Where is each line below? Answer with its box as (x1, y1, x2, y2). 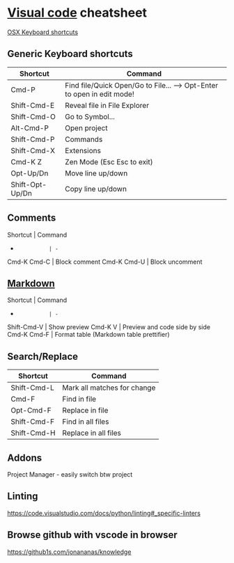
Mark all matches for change (62, 383, 156, 392)
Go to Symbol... (65, 111, 115, 121)
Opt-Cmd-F (10, 406, 52, 415)
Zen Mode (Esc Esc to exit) (65, 157, 153, 166)
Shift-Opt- (10, 180, 47, 189)
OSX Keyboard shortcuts (7, 28, 79, 36)
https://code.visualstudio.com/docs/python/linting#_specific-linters (7, 509, 201, 517)
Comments (7, 212, 56, 224)
